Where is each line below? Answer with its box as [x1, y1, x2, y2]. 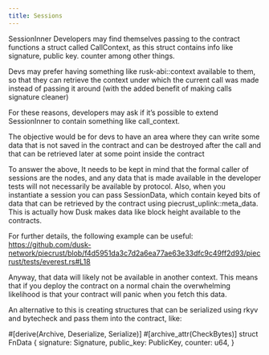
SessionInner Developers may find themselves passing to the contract [8, 34, 241, 43]
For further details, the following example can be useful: [8, 231, 194, 241]
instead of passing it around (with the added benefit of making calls [8, 84, 232, 93]
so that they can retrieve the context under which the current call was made [8, 75, 259, 84]
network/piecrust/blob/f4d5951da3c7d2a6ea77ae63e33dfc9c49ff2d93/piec [8, 248, 261, 258]
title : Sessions [8, 11, 63, 20]
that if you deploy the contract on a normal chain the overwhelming [8, 280, 231, 290]
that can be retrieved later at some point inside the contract [8, 149, 205, 158]
